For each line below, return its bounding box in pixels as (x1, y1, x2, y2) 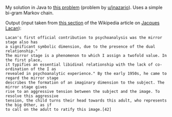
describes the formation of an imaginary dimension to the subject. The (5, 80, 165, 85)
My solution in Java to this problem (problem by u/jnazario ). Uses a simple (5, 5, 163, 10)
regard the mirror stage (5, 75, 59, 81)
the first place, (5, 57, 43, 63)
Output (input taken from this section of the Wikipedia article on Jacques (5, 20, 160, 26)
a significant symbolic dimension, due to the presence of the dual (5, 44, 156, 49)
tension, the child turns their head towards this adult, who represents (5, 98, 167, 103)
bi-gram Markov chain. (5, 10, 54, 16)
